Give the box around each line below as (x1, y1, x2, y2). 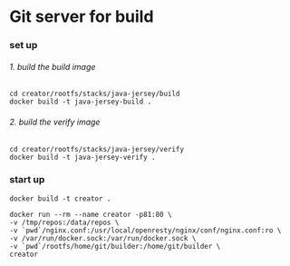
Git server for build (9, 6, 154, 27)
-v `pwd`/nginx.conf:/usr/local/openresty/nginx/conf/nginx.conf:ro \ (9, 225, 282, 235)
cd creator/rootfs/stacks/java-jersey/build (9, 89, 180, 99)
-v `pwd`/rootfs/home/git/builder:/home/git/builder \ (9, 241, 221, 251)
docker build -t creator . (9, 193, 111, 203)
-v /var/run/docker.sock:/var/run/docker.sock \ (9, 233, 197, 242)
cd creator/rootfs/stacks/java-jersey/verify (9, 144, 184, 153)
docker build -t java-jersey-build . (9, 97, 152, 106)
